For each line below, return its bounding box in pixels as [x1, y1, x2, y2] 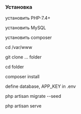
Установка [5, 4, 33, 11]
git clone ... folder [5, 54, 42, 60]
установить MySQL [5, 25, 46, 31]
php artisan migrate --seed [5, 93, 61, 99]
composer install [5, 74, 40, 80]
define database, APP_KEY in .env [5, 83, 76, 89]
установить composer [5, 34, 52, 41]
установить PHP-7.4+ [5, 15, 51, 21]
